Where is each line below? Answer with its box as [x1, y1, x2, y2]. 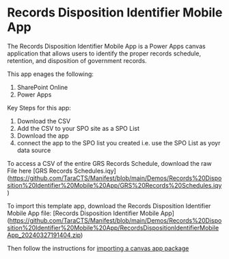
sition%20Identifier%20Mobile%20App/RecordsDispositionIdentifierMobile [7, 223, 219, 232]
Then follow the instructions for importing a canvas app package [7, 244, 189, 252]
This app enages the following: [7, 70, 94, 78]
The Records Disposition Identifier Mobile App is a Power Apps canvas [7, 42, 206, 50]
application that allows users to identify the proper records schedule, [7, 49, 202, 58]
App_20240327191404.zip [7, 231, 81, 239]
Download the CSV [16, 116, 70, 125]
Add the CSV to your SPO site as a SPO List [16, 124, 140, 132]
